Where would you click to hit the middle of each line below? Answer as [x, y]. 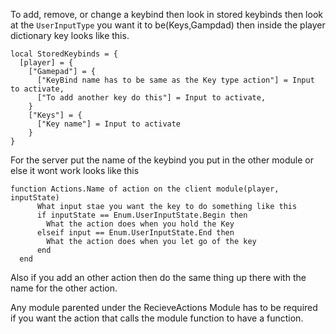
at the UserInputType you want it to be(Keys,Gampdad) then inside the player [168, 25]
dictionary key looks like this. [70, 35]
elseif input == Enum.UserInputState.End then [135, 233]
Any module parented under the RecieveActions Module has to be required [164, 307]
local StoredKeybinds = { [64, 54]
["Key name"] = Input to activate [109, 124]
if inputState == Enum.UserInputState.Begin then [142, 215]
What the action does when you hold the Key [140, 224]
